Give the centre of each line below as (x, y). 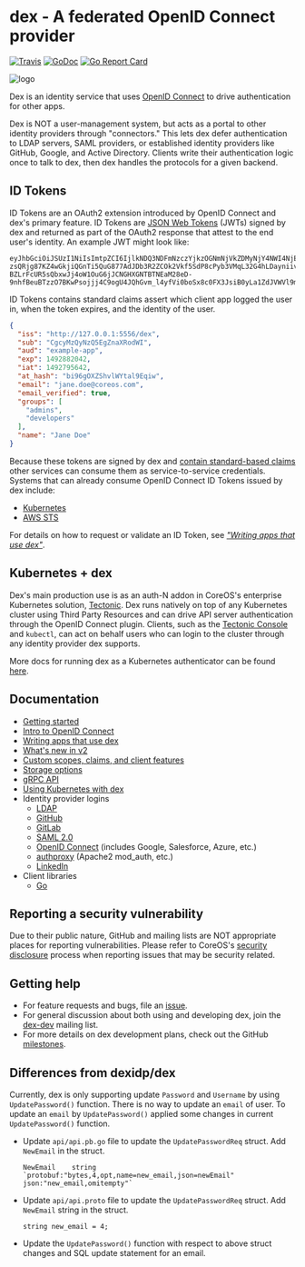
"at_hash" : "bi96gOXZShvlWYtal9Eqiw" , (91, 376)
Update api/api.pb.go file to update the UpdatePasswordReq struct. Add (154, 1141)
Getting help (45, 983)
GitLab (49, 827)
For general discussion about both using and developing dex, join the (152, 1015)
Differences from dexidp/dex (93, 1073)
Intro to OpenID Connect (68, 731)
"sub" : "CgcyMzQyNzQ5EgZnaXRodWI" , (85, 343)
